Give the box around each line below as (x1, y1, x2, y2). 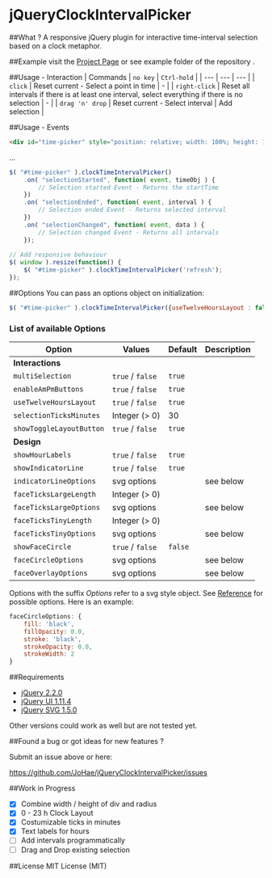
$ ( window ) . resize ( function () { (9, 259, 122, 267)
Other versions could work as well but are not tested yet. (9, 721, 198, 731)
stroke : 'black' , (23, 635, 82, 644)
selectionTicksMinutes (13, 411, 100, 420)
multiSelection (13, 372, 72, 381)
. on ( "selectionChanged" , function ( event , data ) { (23, 221, 205, 229)
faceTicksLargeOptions (13, 503, 100, 513)
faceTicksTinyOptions (13, 530, 96, 538)
